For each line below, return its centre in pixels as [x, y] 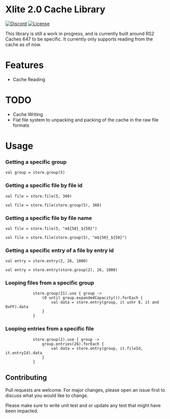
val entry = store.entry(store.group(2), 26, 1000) [61, 270]
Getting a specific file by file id [44, 186]
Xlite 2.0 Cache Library [56, 9]
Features [25, 65]
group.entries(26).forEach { [73, 344]
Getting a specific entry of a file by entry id [60, 250]
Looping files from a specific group [50, 283]
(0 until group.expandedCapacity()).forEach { [92, 298]
